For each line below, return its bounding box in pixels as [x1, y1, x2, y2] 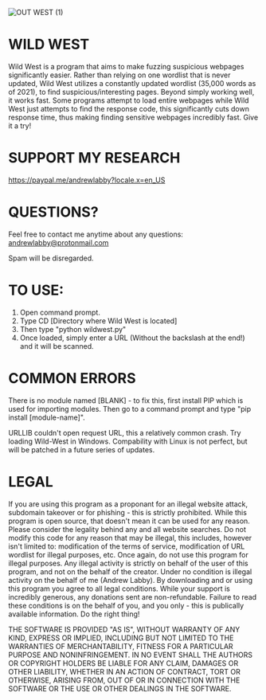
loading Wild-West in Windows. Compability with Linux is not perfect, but [8, 436, 248, 446]
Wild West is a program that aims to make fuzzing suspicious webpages [8, 61, 244, 71]
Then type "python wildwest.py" [19, 324, 127, 334]
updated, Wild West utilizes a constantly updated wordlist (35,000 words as [8, 78, 256, 88]
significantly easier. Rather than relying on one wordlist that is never [8, 70, 231, 80]
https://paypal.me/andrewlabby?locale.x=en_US [8, 175, 166, 185]
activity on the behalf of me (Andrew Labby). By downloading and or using [8, 575, 253, 585]
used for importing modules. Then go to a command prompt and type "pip [8, 404, 252, 413]
